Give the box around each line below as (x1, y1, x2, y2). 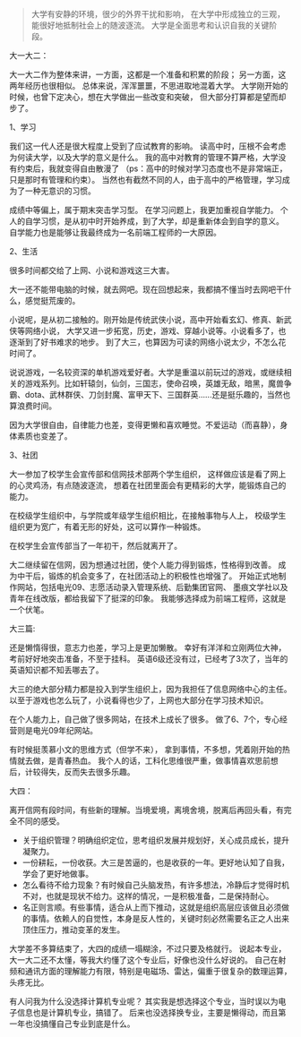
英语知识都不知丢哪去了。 (9, 664, 104, 675)
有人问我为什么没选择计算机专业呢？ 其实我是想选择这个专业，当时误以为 (9, 996, 279, 1007)
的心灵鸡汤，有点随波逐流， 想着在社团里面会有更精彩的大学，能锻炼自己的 (9, 480, 287, 491)
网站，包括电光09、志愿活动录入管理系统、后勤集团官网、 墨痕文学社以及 (16, 582, 288, 592)
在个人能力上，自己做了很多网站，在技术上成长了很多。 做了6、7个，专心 (9, 714, 280, 724)
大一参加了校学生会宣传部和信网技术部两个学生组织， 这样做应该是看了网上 (9, 469, 287, 479)
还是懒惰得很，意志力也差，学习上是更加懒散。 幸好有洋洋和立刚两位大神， (9, 642, 287, 653)
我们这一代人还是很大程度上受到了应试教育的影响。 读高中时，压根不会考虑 (9, 141, 287, 151)
